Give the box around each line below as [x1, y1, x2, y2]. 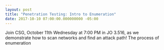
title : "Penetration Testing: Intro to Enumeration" [5, 12, 116, 17]
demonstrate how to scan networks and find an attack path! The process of [5, 35, 160, 41]
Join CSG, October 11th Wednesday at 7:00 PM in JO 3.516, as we [5, 30, 139, 36]
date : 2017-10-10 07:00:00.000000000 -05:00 [5, 16, 99, 21]
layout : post [5, 7, 32, 12]
